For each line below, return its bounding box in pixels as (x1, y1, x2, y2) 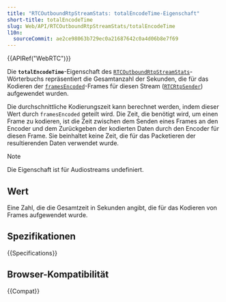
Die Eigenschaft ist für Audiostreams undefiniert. (7, 166, 144, 174)
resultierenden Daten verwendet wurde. (7, 139, 119, 147)
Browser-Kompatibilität (7, 268, 109, 281)
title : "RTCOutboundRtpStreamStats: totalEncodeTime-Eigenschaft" (7, 10, 200, 17)
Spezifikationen (7, 231, 76, 242)
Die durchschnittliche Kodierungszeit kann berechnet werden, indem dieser (7, 103, 220, 111)
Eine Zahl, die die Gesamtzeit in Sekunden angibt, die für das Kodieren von (7, 203, 217, 212)
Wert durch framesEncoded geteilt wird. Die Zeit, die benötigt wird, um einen (7, 110, 218, 118)
